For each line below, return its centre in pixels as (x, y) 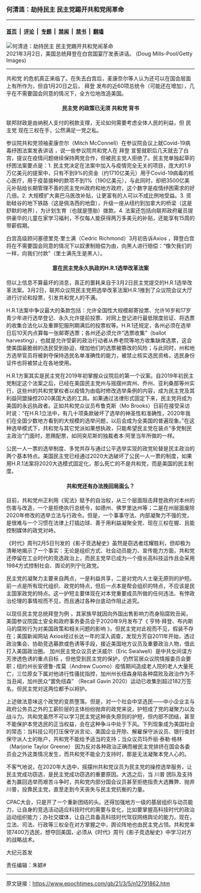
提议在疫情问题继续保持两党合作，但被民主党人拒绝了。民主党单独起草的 (106, 158)
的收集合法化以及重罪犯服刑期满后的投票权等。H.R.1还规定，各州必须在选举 (99, 325)
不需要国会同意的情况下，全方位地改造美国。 (71, 93)
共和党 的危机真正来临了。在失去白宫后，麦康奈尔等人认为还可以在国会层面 (99, 78)
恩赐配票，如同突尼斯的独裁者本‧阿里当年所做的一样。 (112, 435)
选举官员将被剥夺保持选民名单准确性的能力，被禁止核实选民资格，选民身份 (103, 355)
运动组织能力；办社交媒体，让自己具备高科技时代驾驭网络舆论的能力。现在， (100, 817)
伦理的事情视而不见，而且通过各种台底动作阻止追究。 (77, 601)
